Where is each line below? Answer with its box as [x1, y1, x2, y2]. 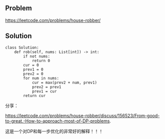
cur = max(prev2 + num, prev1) [31, 80, 97, 85]
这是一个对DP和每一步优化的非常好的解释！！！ [5, 128, 103, 134]
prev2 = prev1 [31, 84, 61, 89]
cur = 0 [23, 62, 39, 67]
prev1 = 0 [23, 67, 43, 72]
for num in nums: [23, 75, 59, 80]
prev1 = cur [31, 88, 57, 94]
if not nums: [23, 53, 50, 59]
